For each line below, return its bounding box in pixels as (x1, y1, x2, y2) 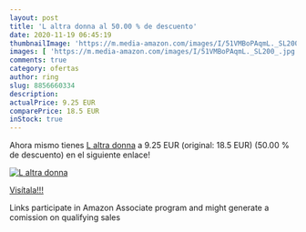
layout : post (9, 13, 59, 23)
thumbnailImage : (9, 38, 71, 48)
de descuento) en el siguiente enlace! (9, 149, 150, 160)
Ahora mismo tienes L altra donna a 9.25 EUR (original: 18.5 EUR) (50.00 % (9, 140, 290, 151)
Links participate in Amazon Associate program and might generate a (9, 202, 270, 214)
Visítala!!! (9, 185, 44, 196)
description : (9, 89, 59, 98)
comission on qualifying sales (9, 212, 121, 223)
